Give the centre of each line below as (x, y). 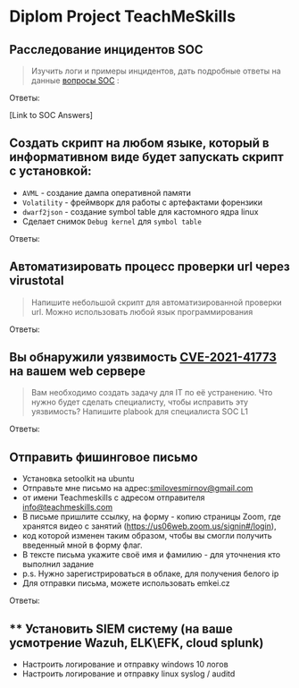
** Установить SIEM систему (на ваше (121, 629)
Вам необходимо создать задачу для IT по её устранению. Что (152, 393)
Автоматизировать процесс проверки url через (149, 267)
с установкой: (50, 171)
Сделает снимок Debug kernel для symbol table (112, 221)
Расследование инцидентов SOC (106, 50)
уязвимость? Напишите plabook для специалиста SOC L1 (139, 412)
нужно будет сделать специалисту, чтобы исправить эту (139, 402)
